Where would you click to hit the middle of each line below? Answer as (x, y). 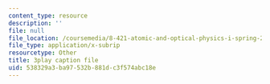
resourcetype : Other (43, 53)
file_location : (34, 38)
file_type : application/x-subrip (64, 46)
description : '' (35, 23)
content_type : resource (48, 16)
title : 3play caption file (53, 61)
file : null (27, 30)
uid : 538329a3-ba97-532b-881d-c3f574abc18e (82, 68)
